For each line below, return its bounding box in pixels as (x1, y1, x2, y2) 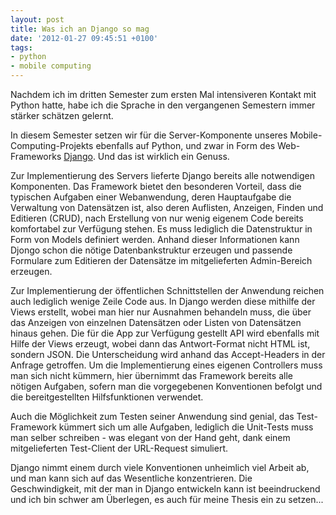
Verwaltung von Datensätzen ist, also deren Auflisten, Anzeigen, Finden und (10, 202, 324, 213)
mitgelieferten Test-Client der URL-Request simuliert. (10, 442, 229, 454)
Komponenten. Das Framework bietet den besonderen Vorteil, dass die (10, 181, 302, 192)
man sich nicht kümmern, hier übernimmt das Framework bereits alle (10, 370, 293, 381)
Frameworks (10, 151, 62, 162)
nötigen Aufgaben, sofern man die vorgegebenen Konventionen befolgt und (10, 381, 323, 392)
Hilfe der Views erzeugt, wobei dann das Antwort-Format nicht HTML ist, (10, 338, 311, 350)
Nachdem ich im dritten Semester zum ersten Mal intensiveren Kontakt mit (10, 89, 317, 100)
